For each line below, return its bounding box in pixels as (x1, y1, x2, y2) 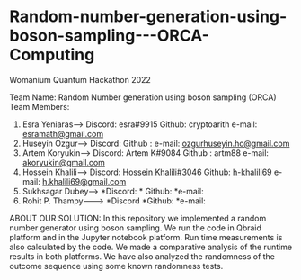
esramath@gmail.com (22, 128, 104, 139)
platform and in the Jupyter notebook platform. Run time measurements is (9, 231, 283, 242)
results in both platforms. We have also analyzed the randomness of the (9, 250, 276, 262)
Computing (9, 45, 95, 65)
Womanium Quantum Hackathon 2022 (9, 74, 151, 85)
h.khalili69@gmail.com (41, 176, 127, 186)
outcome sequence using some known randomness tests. (9, 260, 224, 271)
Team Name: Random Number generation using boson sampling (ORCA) (9, 92, 277, 103)
